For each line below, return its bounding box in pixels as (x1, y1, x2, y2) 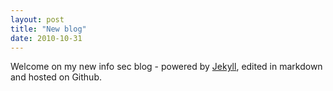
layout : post (10, 14, 65, 25)
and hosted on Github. (10, 71, 103, 83)
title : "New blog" (10, 24, 87, 34)
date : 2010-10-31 (10, 33, 83, 43)
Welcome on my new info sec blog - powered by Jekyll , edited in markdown (10, 61, 323, 73)
